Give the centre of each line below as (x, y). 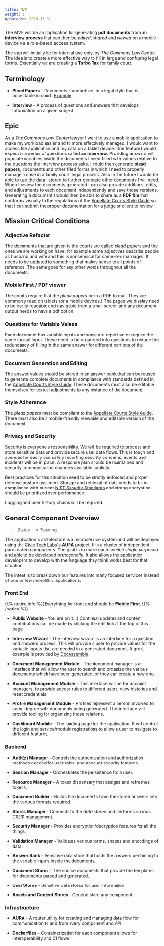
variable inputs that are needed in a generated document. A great (78, 649)
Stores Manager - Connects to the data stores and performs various (81, 811)
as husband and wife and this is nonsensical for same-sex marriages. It (77, 256)
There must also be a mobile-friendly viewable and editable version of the (80, 418)
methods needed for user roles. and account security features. (75, 763)
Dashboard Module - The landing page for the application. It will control (85, 724)
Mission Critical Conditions (47, 221)
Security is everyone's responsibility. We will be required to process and (78, 447)
